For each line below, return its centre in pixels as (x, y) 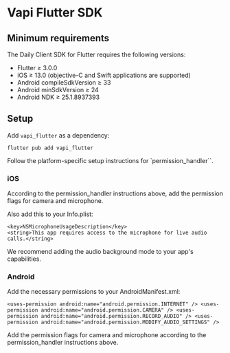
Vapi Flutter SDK (55, 13)
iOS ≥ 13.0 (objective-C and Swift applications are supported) (104, 75)
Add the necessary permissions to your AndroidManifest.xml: (94, 292)
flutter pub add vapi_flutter (50, 148)
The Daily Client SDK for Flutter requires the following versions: (96, 54)
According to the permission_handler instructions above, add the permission (115, 193)
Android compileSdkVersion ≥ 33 (64, 83)
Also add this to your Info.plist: (50, 214)
